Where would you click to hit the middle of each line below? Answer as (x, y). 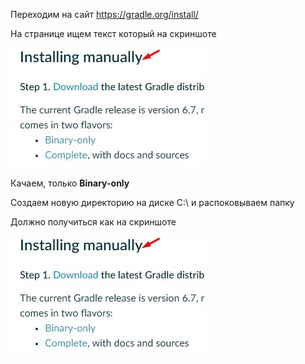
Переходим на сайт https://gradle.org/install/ (104, 14)
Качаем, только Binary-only (70, 183)
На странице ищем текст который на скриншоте (113, 33)
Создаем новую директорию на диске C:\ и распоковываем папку (152, 202)
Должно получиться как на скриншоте (93, 222)
